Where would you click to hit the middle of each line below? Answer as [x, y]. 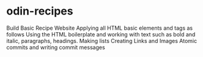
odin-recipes [40, 11]
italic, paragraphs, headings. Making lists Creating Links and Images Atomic [102, 41]
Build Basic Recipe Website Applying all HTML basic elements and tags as [100, 28]
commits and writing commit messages [56, 47]
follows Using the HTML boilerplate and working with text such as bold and [101, 34]
